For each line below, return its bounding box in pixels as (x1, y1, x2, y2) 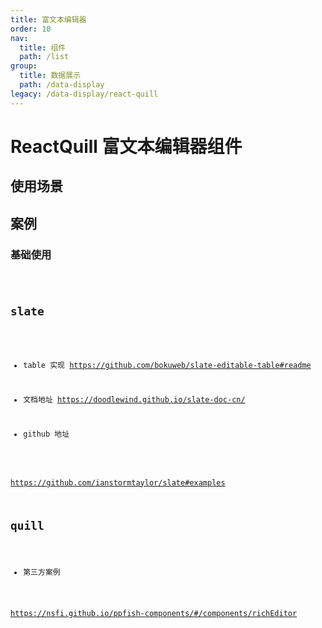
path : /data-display (19, 80, 105, 90)
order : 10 (10, 24, 52, 34)
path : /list (19, 52, 70, 62)
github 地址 (23, 429, 70, 440)
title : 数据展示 (19, 71, 82, 81)
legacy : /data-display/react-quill (10, 89, 159, 99)
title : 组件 (19, 42, 67, 53)
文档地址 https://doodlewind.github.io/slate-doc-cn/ (23, 395, 246, 405)
